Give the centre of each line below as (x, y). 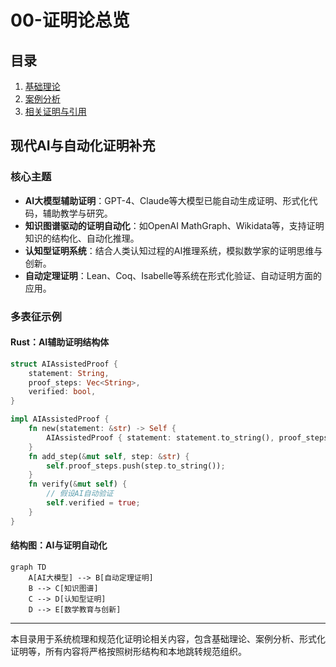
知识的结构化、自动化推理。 (82, 238)
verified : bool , (62, 392)
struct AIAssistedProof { (64, 364)
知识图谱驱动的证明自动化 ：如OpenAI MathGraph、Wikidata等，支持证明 (174, 225)
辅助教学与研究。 (77, 213)
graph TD (28, 567)
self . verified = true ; (93, 503)
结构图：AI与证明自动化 (59, 545)
